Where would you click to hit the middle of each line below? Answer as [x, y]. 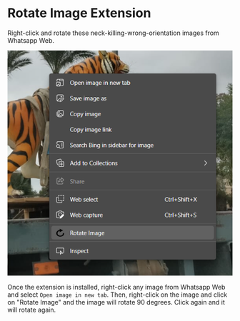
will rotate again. [32, 310]
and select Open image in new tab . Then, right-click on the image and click [117, 295]
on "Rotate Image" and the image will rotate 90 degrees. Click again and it [116, 302]
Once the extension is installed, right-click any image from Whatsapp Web [116, 287]
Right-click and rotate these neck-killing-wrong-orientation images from [113, 33]
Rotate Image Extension [79, 13]
